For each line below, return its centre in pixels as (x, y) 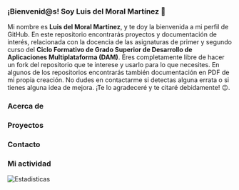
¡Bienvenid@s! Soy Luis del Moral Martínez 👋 (87, 11)
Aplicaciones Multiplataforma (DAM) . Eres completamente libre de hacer (116, 57)
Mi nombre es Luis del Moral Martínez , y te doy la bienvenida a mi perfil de (118, 27)
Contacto (24, 144)
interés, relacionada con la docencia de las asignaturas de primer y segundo (120, 42)
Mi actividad (29, 164)
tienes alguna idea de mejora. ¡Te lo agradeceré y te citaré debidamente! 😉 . (119, 88)
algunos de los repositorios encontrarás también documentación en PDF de (118, 72)
